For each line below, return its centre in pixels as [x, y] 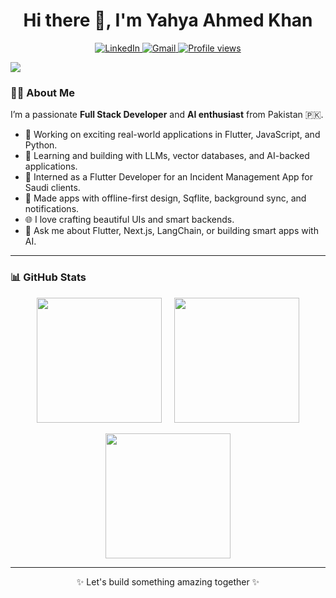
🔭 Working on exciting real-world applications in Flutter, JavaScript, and [172, 135]
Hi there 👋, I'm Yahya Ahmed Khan [168, 20]
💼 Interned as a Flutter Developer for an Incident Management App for [168, 177]
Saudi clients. [52, 188]
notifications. [52, 209]
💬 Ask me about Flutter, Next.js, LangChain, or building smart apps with [171, 231]
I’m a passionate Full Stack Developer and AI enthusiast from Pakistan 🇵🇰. [167, 115]
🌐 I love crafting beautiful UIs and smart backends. [129, 220]
